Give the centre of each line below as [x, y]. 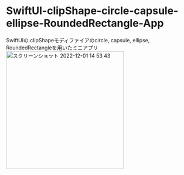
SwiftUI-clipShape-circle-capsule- [92, 11]
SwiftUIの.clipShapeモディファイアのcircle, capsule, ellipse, [78, 40]
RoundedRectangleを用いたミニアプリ [52, 48]
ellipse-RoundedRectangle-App [85, 23]
